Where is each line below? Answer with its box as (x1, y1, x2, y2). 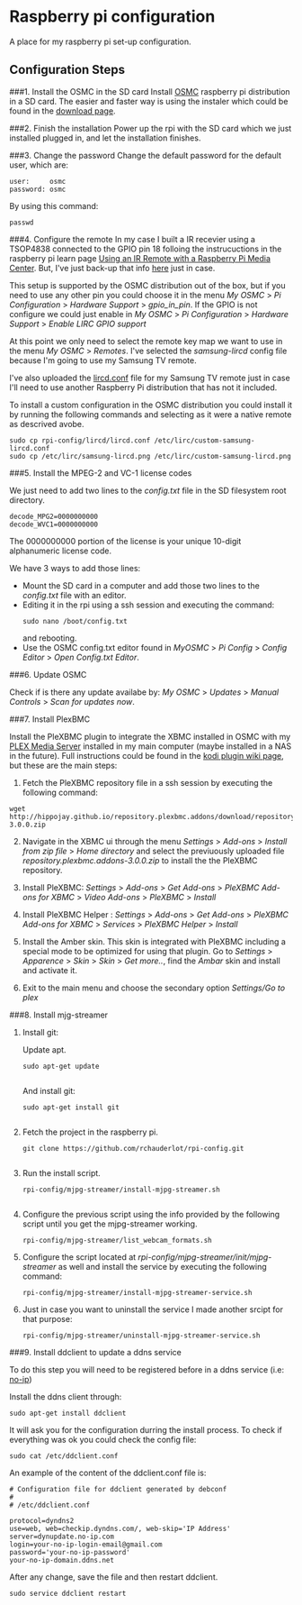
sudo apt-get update (22, 1062, 100, 1071)
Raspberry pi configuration (9, 6, 216, 27)
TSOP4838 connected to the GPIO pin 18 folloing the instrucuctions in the (9, 243, 282, 254)
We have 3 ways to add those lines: (9, 562, 141, 573)
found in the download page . (9, 105, 116, 116)
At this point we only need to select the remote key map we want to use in (9, 335, 283, 346)
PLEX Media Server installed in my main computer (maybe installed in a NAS (9, 741, 292, 752)
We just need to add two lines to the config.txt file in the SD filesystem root (9, 485, 287, 496)
